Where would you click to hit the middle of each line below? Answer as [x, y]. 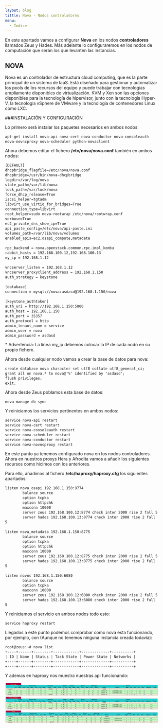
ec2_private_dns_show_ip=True [36, 224]
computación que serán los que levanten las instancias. [61, 51]
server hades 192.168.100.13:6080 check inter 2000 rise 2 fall [89, 600]
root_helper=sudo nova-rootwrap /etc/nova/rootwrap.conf [64, 214]
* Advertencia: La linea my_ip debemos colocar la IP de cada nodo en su [78, 345]
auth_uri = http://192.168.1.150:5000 [44, 306]
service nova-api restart [31, 421]
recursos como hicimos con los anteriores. [48, 464]
